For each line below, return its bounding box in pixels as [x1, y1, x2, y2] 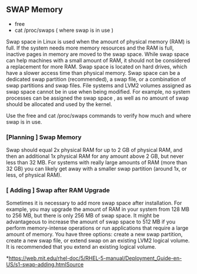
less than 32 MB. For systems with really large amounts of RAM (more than [6, 159, 188, 166]
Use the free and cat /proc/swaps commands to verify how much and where [6, 112, 191, 119]
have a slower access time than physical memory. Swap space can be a [6, 69, 181, 76]
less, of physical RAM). [6, 171, 62, 179]
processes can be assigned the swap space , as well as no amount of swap [6, 94, 189, 101]
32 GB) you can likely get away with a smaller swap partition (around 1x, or [6, 165, 187, 173]
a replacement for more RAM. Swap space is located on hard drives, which [6, 63, 188, 70]
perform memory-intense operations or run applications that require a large [6, 225, 189, 232]
